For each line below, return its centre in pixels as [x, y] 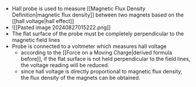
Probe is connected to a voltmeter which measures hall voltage [89, 46]
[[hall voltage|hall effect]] [43, 21]
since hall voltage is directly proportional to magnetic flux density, [102, 71]
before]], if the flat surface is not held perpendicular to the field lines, [105, 59]
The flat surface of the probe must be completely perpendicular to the [98, 34]
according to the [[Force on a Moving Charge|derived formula [97, 52]
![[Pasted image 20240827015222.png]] [61, 27]
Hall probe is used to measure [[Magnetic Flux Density [79, 9]
